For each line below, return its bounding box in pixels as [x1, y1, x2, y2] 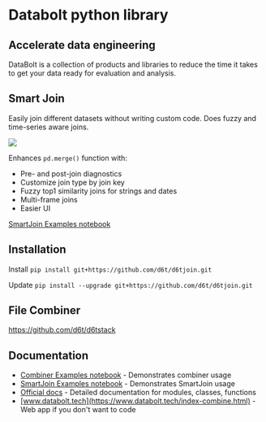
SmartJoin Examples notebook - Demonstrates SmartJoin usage [19, 379, 235, 389]
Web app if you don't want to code [19, 405, 136, 415]
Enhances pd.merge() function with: [8, 153, 128, 163]
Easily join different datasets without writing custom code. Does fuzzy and [8, 113, 257, 123]
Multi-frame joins [19, 194, 79, 204]
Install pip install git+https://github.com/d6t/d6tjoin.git [8, 264, 212, 274]
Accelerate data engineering [8, 38, 156, 52]
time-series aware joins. [8, 122, 89, 132]
